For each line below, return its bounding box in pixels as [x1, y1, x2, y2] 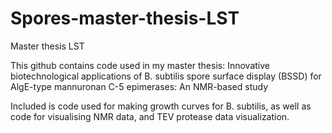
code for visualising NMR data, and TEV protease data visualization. [10, 110, 290, 122]
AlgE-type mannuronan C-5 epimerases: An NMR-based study [10, 80, 269, 92]
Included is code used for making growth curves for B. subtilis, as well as [10, 100, 312, 112]
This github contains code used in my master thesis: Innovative [10, 59, 270, 71]
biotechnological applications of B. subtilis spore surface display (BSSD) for [10, 70, 322, 82]
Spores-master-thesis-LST [10, 7, 240, 30]
